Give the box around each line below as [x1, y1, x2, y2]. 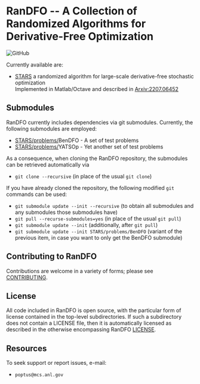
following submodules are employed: [6, 125, 97, 132]
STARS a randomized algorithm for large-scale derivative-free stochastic [14, 72, 194, 80]
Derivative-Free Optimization [6, 30, 154, 43]
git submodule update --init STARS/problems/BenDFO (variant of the [14, 228, 183, 235]
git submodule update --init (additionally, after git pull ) [14, 221, 158, 228]
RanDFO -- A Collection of [6, 4, 137, 18]
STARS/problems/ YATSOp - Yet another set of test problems [14, 143, 164, 150]
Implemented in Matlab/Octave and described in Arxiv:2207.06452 [14, 85, 179, 92]
